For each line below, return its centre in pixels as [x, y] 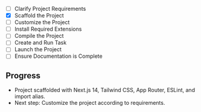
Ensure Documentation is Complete [59, 56]
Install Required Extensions [48, 29]
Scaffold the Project [39, 16]
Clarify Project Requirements [50, 9]
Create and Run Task [40, 43]
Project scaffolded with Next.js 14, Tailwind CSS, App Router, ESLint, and [105, 90]
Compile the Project [39, 36]
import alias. [30, 96]
